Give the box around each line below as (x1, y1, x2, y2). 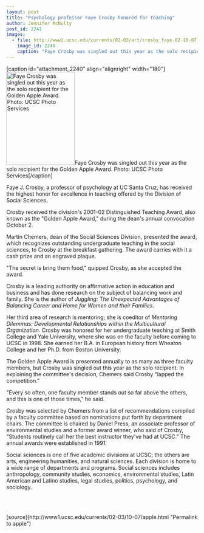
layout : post (6, 9, 39, 15)
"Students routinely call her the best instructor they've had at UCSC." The (6, 433, 190, 440)
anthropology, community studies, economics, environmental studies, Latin (6, 470, 194, 478)
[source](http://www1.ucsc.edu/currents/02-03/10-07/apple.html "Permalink (6, 513, 198, 520)
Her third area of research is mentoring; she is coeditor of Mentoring (6, 314, 178, 321)
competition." (6, 377, 40, 384)
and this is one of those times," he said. (6, 395, 105, 402)
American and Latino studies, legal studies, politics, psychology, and (6, 476, 178, 484)
